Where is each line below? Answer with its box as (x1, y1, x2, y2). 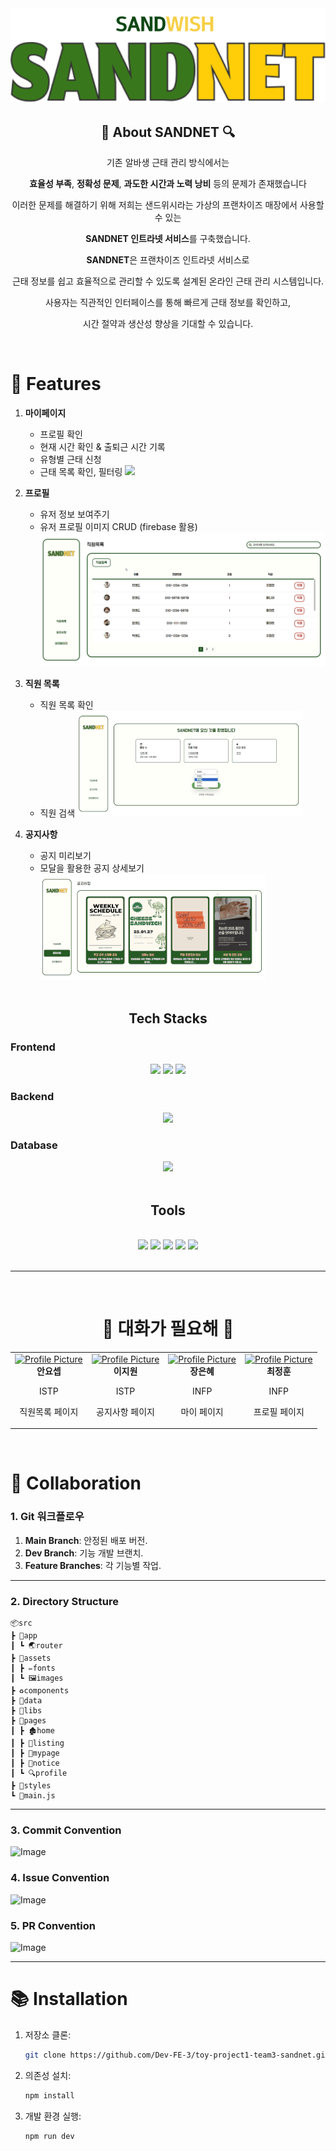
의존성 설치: (24, 2069, 72, 2081)
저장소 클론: (24, 2028, 72, 2041)
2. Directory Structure (10, 1594, 119, 1608)
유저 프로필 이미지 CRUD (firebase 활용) (39, 521, 198, 533)
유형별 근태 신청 (39, 453, 102, 466)
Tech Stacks (128, 1010, 208, 1027)
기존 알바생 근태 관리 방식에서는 (106, 157, 230, 169)
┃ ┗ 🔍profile (10, 1768, 68, 1779)
